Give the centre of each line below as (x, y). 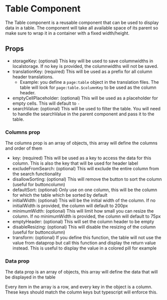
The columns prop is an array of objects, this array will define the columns (82, 143)
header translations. (33, 77)
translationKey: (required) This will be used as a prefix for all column (83, 71)
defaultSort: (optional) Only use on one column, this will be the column (85, 190)
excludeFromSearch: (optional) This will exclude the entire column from (86, 169)
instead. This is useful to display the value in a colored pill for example (84, 248)
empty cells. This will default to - (46, 103)
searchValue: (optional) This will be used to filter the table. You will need (86, 108)
